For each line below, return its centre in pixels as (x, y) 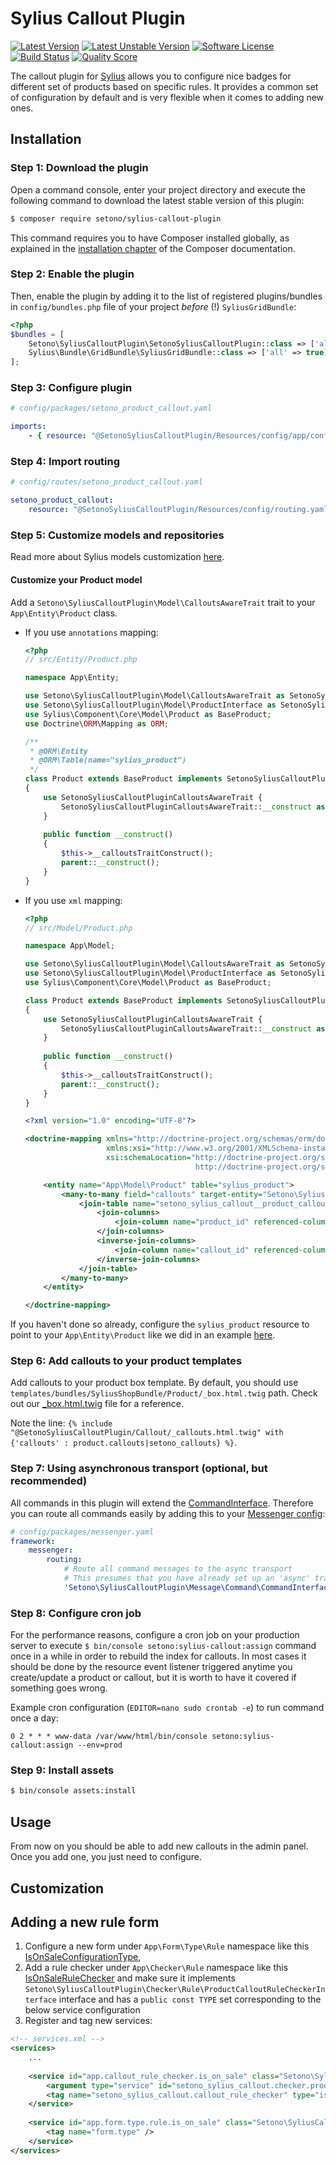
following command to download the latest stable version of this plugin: (157, 200)
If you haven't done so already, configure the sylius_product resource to (160, 1324)
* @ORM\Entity (59, 751)
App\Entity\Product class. (64, 613)
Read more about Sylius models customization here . (117, 557)
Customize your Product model (76, 579)
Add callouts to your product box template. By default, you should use (154, 1383)
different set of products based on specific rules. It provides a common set (164, 86)
